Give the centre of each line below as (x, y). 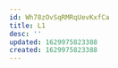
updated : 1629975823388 (54, 42)
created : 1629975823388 (54, 50)
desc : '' (25, 34)
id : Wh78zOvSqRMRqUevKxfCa (59, 17)
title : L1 (28, 26)
